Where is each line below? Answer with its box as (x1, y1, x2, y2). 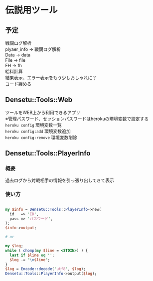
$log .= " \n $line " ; (9, 257, 50, 262)
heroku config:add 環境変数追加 (5, 128, 71, 134)
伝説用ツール (5, 4, 58, 16)
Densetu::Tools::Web (5, 96, 73, 104)
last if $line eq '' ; (9, 253, 55, 258)
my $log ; (5, 244, 23, 249)
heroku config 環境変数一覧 (5, 122, 62, 128)
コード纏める (5, 81, 31, 87)
